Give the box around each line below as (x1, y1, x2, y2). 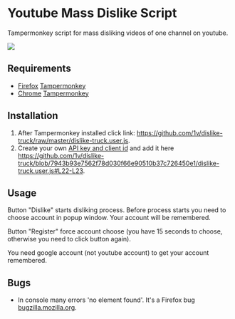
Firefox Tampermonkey (17, 81, 86, 90)
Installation (7, 110, 58, 122)
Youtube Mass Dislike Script (7, 5, 177, 21)
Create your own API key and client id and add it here (17, 144, 174, 152)
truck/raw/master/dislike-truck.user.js (17, 136, 129, 145)
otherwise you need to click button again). (7, 235, 132, 244)
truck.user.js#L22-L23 (17, 166, 83, 175)
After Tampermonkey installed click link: (17, 128, 135, 137)
